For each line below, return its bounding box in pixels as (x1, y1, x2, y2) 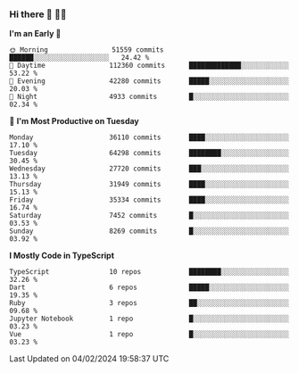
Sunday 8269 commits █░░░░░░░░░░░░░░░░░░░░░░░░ (9, 227, 290, 236)
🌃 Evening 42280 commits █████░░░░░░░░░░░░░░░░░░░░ (9, 77, 290, 86)
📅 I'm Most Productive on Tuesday (9, 116, 140, 127)
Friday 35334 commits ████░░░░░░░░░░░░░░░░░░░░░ (9, 195, 290, 204)
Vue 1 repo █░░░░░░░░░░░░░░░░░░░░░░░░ (9, 330, 290, 339)
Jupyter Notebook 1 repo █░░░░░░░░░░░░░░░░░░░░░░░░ (9, 314, 290, 324)
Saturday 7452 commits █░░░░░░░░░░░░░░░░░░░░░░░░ (9, 211, 290, 220)
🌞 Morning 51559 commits (9, 46, 164, 54)
